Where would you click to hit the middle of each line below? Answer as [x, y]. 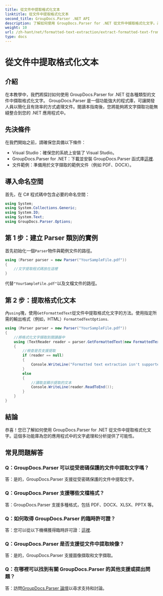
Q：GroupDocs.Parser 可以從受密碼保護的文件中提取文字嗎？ [77, 468]
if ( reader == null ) [43, 356]
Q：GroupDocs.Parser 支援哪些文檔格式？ [55, 493]
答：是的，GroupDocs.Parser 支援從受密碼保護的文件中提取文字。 [71, 479]
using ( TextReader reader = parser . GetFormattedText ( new [73, 342]
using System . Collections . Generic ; [41, 208]
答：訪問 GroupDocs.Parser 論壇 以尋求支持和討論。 [56, 588]
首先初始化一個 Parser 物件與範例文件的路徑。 [50, 250]
